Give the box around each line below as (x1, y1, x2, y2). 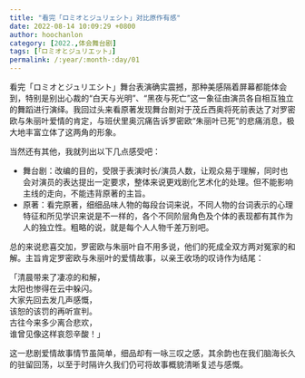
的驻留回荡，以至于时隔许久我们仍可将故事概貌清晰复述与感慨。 (9, 359, 248, 370)
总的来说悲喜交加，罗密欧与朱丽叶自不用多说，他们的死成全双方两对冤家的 (9, 241, 288, 252)
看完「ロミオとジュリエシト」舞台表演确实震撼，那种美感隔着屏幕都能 (9, 82, 272, 92)
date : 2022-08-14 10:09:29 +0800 (9, 22, 136, 31)
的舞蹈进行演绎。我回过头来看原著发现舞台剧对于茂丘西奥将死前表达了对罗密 (9, 104, 296, 114)
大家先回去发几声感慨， (9, 295, 97, 305)
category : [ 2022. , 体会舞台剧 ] (9, 38, 117, 48)
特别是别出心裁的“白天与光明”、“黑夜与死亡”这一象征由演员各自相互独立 (25, 92, 294, 103)
